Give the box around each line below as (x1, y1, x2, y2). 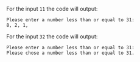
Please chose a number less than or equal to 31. (6, 50, 135, 56)
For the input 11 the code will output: (6, 5, 98, 12)
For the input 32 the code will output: (6, 33, 98, 40)
